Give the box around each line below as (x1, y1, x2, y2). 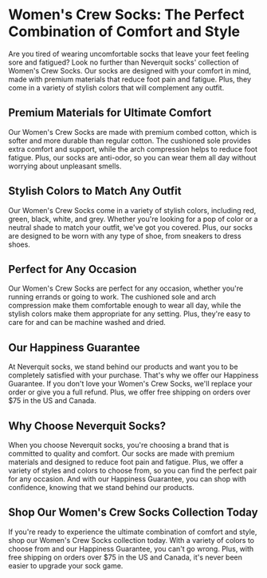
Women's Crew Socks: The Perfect (8, 6, 245, 24)
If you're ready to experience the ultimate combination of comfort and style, (8, 527, 257, 536)
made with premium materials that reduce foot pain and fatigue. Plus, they (8, 74, 252, 84)
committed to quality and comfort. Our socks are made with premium (8, 449, 235, 458)
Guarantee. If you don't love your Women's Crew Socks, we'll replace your (8, 379, 253, 389)
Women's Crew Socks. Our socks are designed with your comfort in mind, (8, 65, 251, 75)
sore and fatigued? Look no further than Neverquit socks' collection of (8, 57, 239, 67)
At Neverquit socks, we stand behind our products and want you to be (8, 362, 238, 372)
